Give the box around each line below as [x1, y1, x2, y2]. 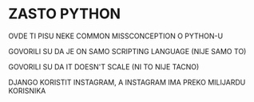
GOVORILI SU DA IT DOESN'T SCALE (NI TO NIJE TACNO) [8, 61, 200, 72]
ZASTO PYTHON [8, 5, 121, 23]
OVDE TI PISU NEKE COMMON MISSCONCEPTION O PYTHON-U [8, 31, 224, 41]
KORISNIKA [8, 85, 46, 96]
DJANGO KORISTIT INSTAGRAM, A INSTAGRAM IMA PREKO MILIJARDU [8, 77, 246, 87]
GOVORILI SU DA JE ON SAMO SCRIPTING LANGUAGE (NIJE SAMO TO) [8, 46, 247, 56]
